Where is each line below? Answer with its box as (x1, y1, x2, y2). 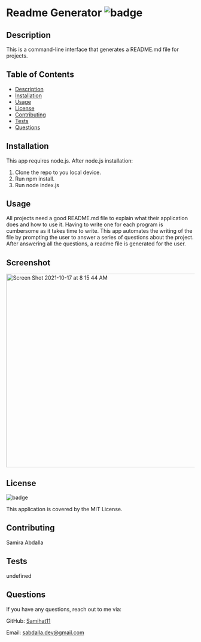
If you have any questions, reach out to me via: (6, 605, 121, 613)
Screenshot (6, 257, 51, 268)
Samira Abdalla (6, 539, 44, 546)
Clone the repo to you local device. (14, 169, 102, 176)
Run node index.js (14, 181, 60, 188)
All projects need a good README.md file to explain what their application (6, 215, 188, 222)
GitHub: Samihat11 (6, 617, 51, 624)
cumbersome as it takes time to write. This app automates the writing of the (6, 227, 193, 235)
